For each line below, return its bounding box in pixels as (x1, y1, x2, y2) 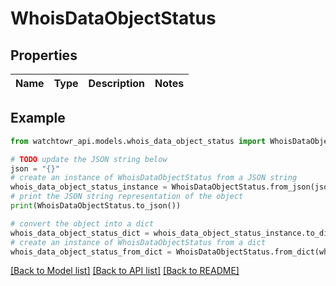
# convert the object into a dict (10, 218, 155, 229)
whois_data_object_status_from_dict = (10, 247, 172, 257)
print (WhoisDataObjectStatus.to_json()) (10, 201, 182, 211)
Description (88, 77, 145, 90)
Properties (10, 47, 78, 64)
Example (10, 110, 66, 127)
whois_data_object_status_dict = (10, 228, 150, 238)
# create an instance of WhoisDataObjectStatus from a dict (10, 237, 267, 247)
